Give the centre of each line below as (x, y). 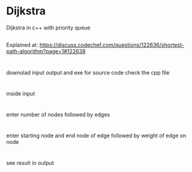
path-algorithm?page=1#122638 (46, 52)
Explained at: (22, 45)
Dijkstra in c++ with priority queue (48, 28)
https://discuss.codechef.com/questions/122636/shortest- (112, 45)
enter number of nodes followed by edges (58, 114)
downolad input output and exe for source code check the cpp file (88, 73)
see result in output (30, 163)
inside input (21, 93)
